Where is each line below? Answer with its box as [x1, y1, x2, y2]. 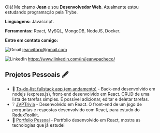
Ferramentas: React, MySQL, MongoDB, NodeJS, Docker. [5, 28, 121, 33]
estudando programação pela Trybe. [5, 9, 78, 15]
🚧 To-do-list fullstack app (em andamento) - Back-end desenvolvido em [12, 86, 156, 91]
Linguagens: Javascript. [5, 19, 54, 24]
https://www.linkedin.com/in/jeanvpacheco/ [28, 56, 115, 62]
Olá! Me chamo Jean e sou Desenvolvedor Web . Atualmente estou [5, 4, 139, 10]
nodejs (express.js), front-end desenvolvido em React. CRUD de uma [12, 91, 150, 97]
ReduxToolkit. [12, 112, 40, 118]
